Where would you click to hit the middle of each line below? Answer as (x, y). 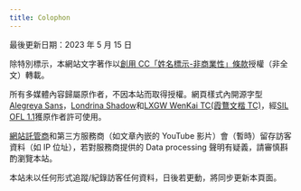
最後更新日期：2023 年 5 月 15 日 (71, 44)
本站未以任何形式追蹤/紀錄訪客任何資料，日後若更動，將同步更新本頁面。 (146, 177)
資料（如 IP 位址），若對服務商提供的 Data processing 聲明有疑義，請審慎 (145, 147)
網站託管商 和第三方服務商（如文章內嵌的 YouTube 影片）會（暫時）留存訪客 (150, 135)
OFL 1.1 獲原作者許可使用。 (58, 116)
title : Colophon (40, 18)
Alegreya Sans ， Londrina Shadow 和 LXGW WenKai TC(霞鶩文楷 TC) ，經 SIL (149, 105)
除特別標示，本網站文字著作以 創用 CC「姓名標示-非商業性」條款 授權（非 (145, 63)
